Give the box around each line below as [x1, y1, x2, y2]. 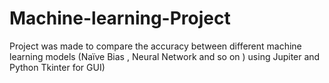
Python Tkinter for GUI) [9, 61, 106, 73]
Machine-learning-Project [9, 7, 231, 30]
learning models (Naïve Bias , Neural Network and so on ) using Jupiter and [9, 50, 321, 62]
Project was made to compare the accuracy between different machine [9, 40, 302, 52]
